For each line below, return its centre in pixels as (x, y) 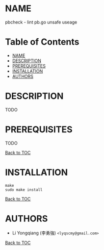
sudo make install (24, 190)
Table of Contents (42, 42)
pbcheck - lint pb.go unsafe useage (41, 22)
